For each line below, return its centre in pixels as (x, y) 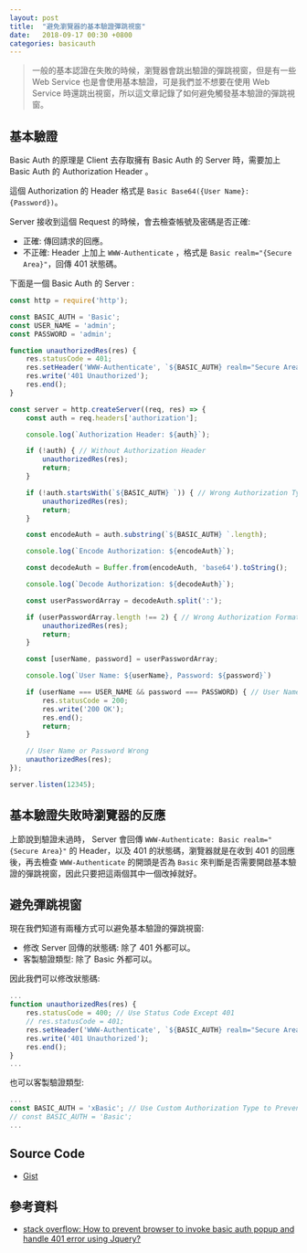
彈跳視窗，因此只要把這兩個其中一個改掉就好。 (113, 873)
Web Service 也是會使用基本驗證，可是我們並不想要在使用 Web (151, 82)
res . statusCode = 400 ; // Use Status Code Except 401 (130, 1013)
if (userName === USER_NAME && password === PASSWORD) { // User (153, 692)
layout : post (34, 18)
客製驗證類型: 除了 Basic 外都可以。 (90, 959)
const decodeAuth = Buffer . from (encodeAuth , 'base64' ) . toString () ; (157, 568)
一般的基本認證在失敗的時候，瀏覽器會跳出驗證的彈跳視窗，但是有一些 (164, 70)
